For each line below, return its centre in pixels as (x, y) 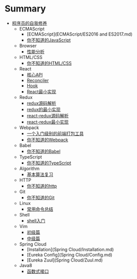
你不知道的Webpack (47, 139)
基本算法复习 (40, 174)
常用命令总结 (40, 209)
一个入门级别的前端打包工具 (55, 133)
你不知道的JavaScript (49, 40)
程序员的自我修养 (29, 23)
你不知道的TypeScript (49, 162)
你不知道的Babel (44, 151)
